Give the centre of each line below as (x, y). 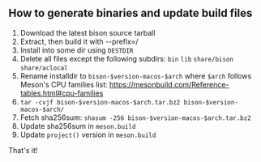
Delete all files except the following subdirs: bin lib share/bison (126, 58)
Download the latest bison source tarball (88, 32)
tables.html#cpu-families (62, 93)
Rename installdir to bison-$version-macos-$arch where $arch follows (136, 75)
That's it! (23, 150)
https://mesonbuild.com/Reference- (169, 84)
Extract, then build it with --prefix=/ (79, 41)
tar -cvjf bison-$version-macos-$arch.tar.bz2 (100, 102)
